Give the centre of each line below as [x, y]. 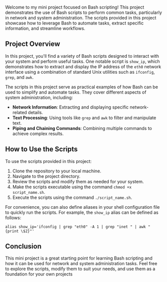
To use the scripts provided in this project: [49, 161]
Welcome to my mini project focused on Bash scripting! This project [75, 7]
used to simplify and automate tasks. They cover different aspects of [76, 92]
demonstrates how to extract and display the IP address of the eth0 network [83, 66]
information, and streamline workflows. [45, 28]
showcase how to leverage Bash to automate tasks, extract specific [75, 23]
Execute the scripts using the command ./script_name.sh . [72, 197]
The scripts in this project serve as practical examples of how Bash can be [82, 87]
